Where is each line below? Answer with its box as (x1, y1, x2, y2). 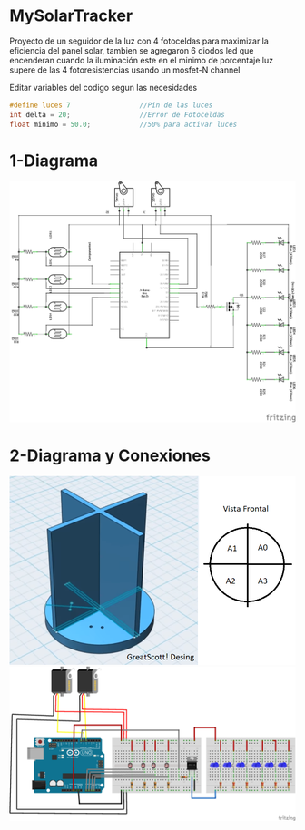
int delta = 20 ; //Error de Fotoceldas (9, 110, 225, 119)
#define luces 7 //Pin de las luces (9, 101, 213, 110)
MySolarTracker (9, 5, 133, 26)
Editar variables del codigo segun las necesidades (9, 82, 198, 93)
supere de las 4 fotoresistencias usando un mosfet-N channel (9, 64, 241, 75)
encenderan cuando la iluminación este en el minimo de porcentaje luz (9, 54, 274, 65)
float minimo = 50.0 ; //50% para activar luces (9, 120, 238, 129)
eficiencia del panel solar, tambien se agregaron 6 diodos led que (9, 44, 254, 55)
